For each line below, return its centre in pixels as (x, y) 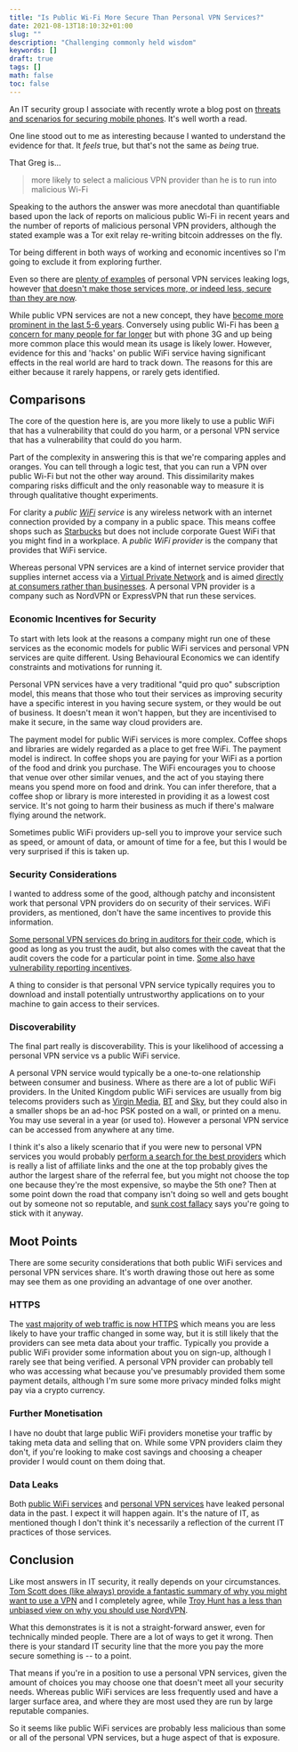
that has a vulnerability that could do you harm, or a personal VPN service (145, 431)
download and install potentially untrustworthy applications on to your (137, 995)
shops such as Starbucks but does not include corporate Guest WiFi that (142, 532)
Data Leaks (34, 1484)
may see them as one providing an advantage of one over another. (131, 1282)
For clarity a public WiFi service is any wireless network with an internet (141, 512)
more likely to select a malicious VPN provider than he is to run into (154, 180)
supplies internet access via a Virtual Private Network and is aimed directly (146, 577)
